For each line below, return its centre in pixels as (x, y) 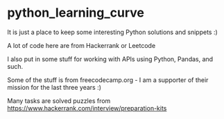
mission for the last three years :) (54, 87)
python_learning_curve (76, 13)
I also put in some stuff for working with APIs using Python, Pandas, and (110, 59)
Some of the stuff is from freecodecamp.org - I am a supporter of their (108, 80)
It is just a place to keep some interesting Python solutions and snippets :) (113, 32)
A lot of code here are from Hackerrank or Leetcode (81, 45)
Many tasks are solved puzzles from (59, 101)
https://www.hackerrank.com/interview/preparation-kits (87, 108)
